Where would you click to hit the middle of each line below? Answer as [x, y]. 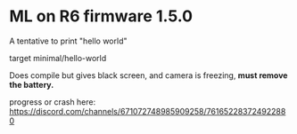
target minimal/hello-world [58, 58]
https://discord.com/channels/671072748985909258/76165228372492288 [148, 111]
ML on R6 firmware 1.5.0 [101, 16]
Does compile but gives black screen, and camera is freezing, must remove [148, 75]
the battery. [32, 84]
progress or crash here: [53, 102]
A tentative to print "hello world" [68, 41]
